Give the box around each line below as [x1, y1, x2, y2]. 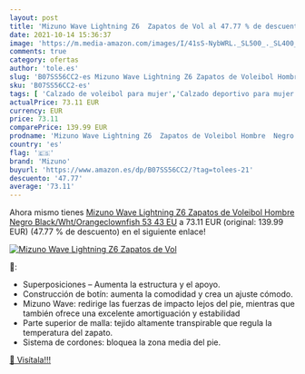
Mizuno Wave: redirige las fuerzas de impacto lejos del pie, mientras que [22, 299, 295, 310]
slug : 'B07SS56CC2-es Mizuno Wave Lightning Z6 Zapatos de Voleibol [9, 73, 274, 82]
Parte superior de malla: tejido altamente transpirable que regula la [22, 318, 272, 329]
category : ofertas [9, 55, 79, 64]
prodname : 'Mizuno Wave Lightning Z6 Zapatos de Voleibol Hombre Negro [9, 132, 295, 141]
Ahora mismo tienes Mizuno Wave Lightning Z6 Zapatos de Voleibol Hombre [9, 207, 295, 218]
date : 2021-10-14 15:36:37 [9, 30, 112, 39]
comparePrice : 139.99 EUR [9, 123, 107, 133]
